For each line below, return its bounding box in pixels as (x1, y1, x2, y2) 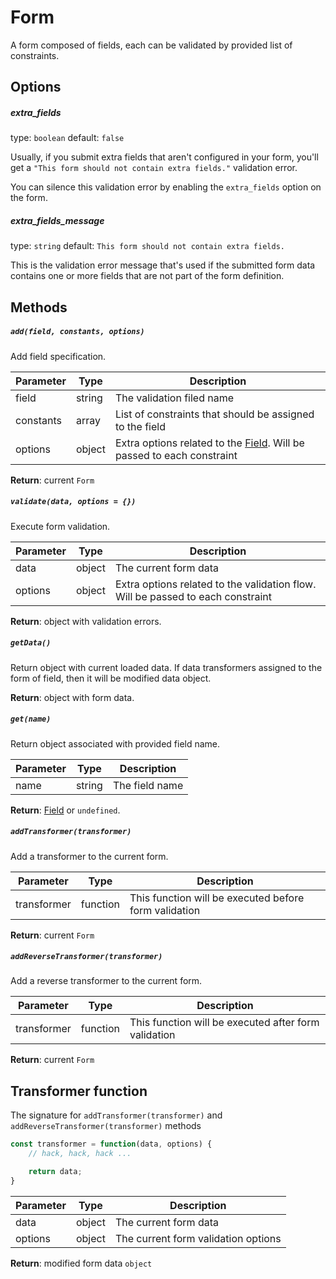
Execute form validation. (10, 520, 111, 532)
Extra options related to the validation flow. (114, 577, 317, 591)
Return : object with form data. (10, 691, 135, 703)
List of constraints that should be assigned (114, 407, 315, 421)
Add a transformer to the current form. (10, 850, 169, 862)
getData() (10, 638, 52, 648)
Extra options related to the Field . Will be (114, 436, 305, 450)
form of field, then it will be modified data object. (10, 672, 212, 684)
